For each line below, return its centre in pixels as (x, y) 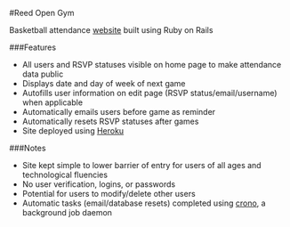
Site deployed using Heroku (73, 131)
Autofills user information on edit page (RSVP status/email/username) (149, 93)
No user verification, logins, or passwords (99, 184)
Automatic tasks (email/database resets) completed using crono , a (144, 203)
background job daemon (67, 212)
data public (43, 74)
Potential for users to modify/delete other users (109, 194)
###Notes (28, 148)
